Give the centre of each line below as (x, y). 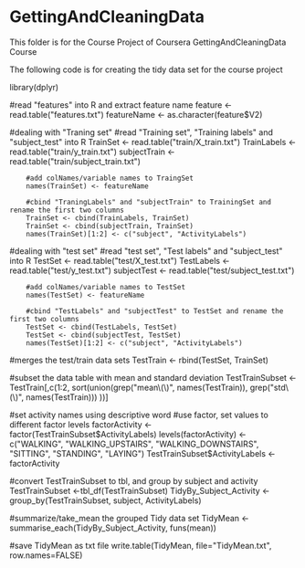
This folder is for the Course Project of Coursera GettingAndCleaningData (148, 42)
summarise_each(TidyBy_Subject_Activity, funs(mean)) (113, 528)
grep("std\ (269, 387)
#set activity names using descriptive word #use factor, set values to (139, 415)
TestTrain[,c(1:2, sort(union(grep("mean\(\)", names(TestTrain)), (129, 387)
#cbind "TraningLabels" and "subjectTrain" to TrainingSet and (149, 202)
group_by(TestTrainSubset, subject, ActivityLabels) (105, 500)
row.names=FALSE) (46, 555)
